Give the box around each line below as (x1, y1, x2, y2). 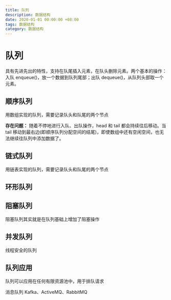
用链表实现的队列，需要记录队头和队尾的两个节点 (5, 166, 109, 172)
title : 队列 (5, 7, 29, 13)
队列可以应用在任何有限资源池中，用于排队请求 (5, 278, 104, 284)
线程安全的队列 (5, 247, 37, 253)
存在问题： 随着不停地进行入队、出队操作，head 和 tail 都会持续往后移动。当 (5, 122, 166, 128)
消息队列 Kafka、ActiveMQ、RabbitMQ (5, 289, 88, 295)
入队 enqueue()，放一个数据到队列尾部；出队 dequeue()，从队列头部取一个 (5, 75, 164, 81)
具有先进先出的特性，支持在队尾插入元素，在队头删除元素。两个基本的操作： (5, 68, 167, 74)
